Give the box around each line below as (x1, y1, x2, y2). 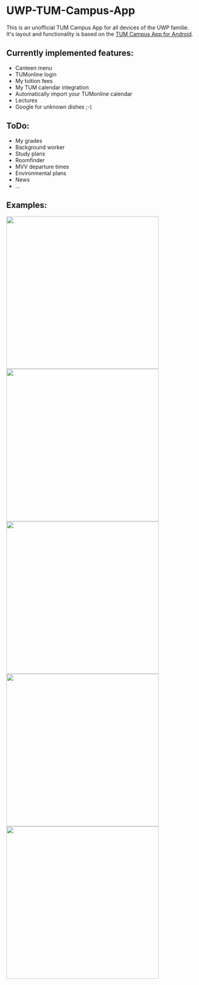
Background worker (15, 143, 65, 151)
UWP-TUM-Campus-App (6, 4, 136, 18)
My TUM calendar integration (15, 84, 89, 91)
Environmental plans (15, 169, 67, 177)
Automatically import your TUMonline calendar (15, 90, 133, 98)
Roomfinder (15, 156, 45, 163)
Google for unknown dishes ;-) (15, 103, 93, 110)
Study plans (15, 150, 46, 157)
